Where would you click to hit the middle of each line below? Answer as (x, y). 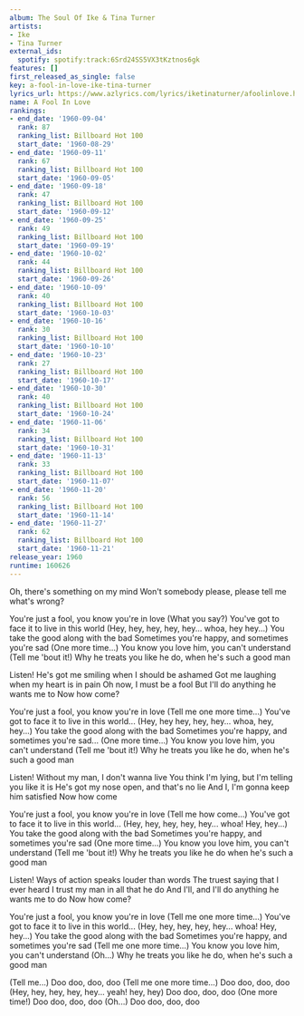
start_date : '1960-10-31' (66, 448)
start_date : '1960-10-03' (66, 313)
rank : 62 (34, 532)
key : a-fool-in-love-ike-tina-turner (81, 85)
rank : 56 (34, 498)
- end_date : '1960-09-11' (58, 152)
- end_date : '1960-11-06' (58, 422)
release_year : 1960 (46, 557)
